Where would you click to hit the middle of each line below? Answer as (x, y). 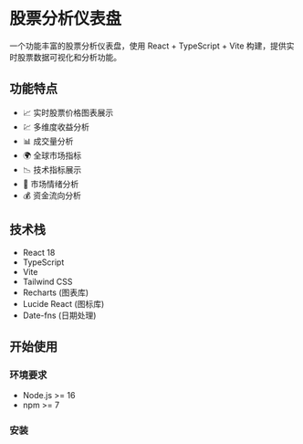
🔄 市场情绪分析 (51, 184)
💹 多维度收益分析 (56, 127)
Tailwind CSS (47, 281)
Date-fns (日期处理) (59, 315)
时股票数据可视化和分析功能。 (65, 57)
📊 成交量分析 (48, 141)
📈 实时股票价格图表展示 (68, 112)
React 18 (39, 252)
